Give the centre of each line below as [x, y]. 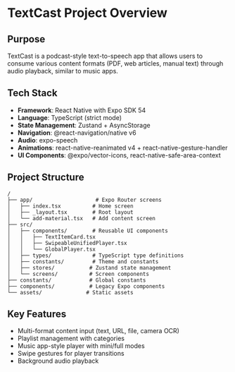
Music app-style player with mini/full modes [81, 346]
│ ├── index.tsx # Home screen [70, 206]
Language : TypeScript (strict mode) [69, 117]
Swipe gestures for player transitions [71, 354]
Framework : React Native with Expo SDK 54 [82, 110]
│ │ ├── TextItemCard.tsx [52, 237]
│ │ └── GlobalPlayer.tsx [52, 249]
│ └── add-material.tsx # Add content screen [82, 218]
